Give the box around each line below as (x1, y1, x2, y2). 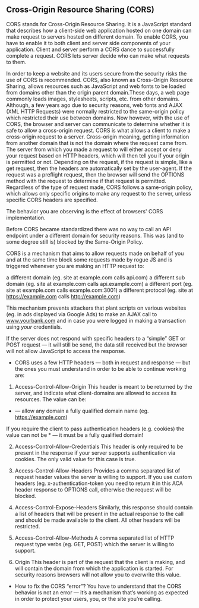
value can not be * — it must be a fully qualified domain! (6, 431, 144, 439)
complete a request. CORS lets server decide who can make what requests (6, 52, 190, 59)
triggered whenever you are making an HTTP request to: (6, 262, 144, 269)
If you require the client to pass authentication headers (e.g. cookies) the (6, 425, 185, 432)
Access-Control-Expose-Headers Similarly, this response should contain (14, 503, 193, 511)
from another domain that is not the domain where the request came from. (6, 139, 188, 146)
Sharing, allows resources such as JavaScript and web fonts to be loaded (6, 83, 186, 90)
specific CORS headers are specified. (6, 196, 98, 203)
